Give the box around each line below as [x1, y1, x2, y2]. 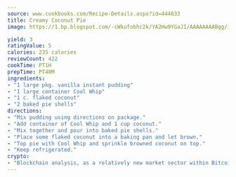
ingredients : [7, 75, 46, 82]
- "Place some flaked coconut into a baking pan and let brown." [7, 134, 202, 141]
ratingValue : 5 [7, 43, 52, 50]
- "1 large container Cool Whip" [7, 88, 105, 95]
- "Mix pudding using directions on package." [7, 114, 146, 121]
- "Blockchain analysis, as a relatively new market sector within [7, 160, 209, 167]
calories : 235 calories [7, 49, 77, 56]
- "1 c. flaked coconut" [7, 94, 80, 101]
